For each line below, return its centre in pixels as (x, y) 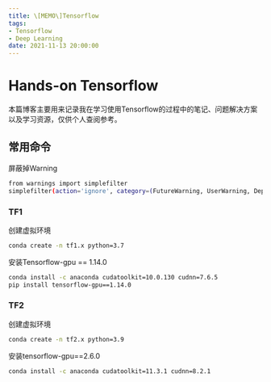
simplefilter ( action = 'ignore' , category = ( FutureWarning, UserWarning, (129, 191)
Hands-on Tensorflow (83, 86)
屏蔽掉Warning (33, 168)
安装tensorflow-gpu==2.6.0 (54, 355)
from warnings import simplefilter (68, 183)
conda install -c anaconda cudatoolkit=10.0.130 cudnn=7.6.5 (113, 277)
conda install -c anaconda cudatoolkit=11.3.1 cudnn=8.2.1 (110, 371)
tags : (17, 23)
